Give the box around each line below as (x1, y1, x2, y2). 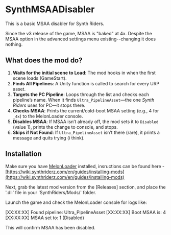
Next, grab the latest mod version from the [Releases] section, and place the (5, 184, 166, 190)
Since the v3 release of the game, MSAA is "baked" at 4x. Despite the (5, 30, 152, 36)
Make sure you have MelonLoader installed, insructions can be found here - (5, 163, 165, 169)
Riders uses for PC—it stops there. (12, 102, 86, 108)
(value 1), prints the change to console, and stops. (12, 124, 118, 130)
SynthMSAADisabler (5, 4, 95, 15)
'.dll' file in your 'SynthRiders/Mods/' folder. (5, 189, 96, 195)
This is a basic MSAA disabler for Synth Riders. (5, 20, 105, 27)
